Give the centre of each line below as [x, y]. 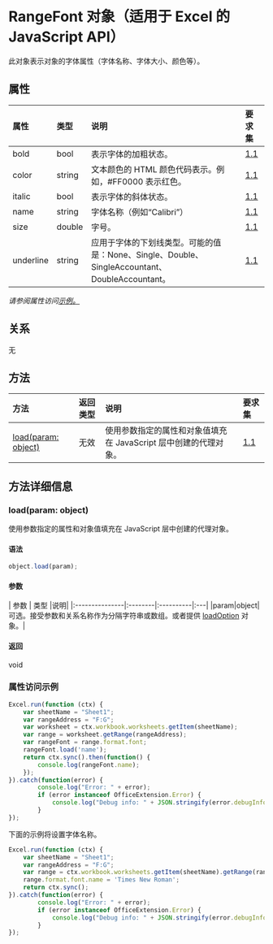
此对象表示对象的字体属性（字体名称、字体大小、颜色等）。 [106, 61]
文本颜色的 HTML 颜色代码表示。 [154, 169]
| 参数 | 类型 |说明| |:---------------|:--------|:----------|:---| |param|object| [134, 605]
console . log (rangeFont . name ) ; [89, 764]
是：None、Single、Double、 [147, 254]
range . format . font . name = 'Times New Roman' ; [102, 880]
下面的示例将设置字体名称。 [55, 834]
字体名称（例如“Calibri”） [139, 212]
